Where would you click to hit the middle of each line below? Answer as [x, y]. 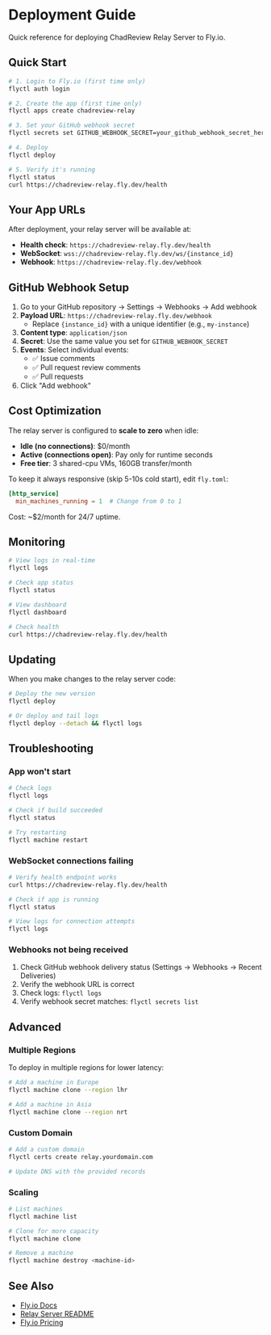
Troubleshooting [51, 749]
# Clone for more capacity [54, 1231]
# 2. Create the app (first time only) [75, 103]
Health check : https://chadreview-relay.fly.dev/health [115, 245]
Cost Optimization [55, 411]
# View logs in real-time [52, 560]
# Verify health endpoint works [63, 877]
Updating [32, 659]
